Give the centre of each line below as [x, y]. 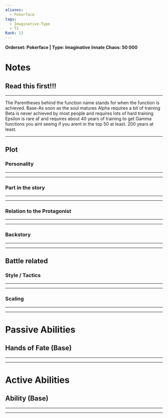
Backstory [18, 235]
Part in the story [25, 187]
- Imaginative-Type [30, 24]
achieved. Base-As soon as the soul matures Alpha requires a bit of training [83, 108]
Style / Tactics [23, 275]
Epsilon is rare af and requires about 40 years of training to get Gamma [78, 119]
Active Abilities [37, 380]
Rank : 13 [14, 33]
